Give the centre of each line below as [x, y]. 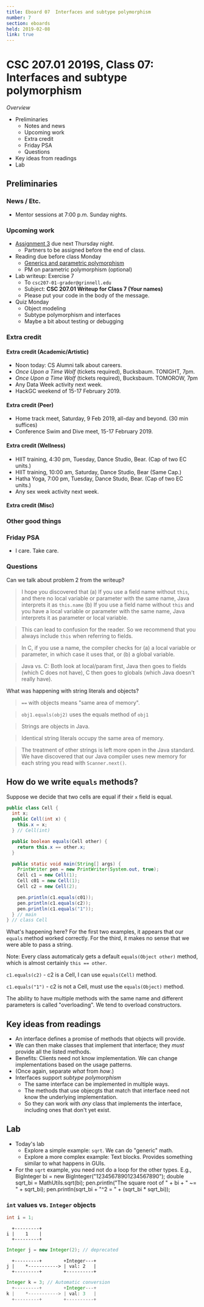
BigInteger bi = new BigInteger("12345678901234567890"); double [100, 1176]
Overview [18, 108]
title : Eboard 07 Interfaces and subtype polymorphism [79, 12]
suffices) [26, 425]
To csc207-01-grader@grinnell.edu [68, 283]
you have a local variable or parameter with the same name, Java [103, 611]
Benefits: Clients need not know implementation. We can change [96, 1058]
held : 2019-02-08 [28, 29]
